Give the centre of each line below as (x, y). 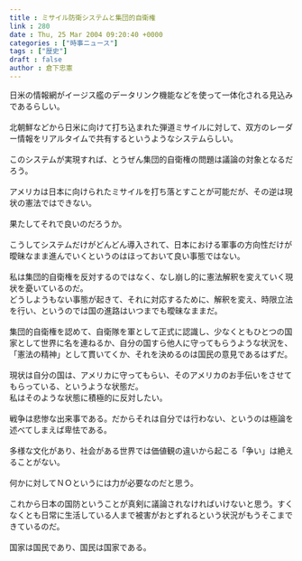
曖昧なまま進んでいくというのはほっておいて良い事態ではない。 (127, 256)
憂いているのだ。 (56, 288)
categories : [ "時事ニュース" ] (64, 43)
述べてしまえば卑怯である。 (61, 429)
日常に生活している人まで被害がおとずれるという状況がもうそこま (163, 515)
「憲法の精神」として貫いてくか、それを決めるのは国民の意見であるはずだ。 (151, 354)
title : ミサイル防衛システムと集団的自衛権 (82, 18)
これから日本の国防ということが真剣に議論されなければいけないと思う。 (143, 503)
